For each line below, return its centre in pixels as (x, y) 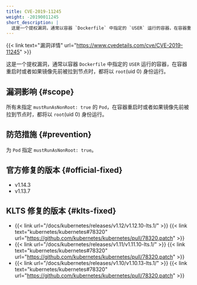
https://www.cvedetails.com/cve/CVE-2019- (130, 45)
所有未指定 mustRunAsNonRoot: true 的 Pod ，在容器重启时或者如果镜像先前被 (98, 107)
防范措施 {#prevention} (49, 135)
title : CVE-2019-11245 (34, 11)
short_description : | (33, 22)
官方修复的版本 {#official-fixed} (64, 170)
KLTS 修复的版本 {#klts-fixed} (61, 211)
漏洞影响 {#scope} (40, 92)
